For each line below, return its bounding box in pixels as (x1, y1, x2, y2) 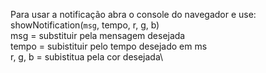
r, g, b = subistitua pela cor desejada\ (10, 51, 164, 63)
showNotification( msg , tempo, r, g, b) (10, 19, 160, 31)
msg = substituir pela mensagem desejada (10, 30, 186, 41)
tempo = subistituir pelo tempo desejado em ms (10, 40, 208, 52)
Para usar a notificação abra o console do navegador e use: (10, 9, 257, 20)
